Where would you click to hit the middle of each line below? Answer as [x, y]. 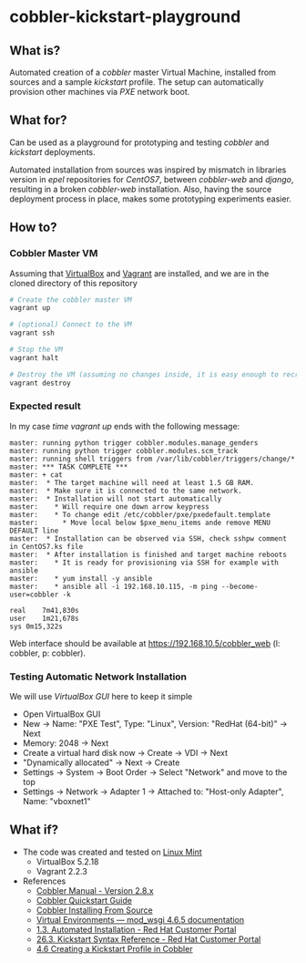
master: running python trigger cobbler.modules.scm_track [124, 450]
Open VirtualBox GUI [61, 714]
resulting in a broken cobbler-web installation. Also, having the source [141, 189]
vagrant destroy [40, 383]
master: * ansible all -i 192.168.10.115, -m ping [114, 586]
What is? [35, 51]
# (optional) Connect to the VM [71, 325]
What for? [38, 120]
